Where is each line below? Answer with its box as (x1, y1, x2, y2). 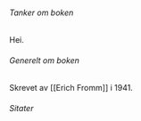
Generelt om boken (9, 54, 80, 66)
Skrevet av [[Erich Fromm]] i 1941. (9, 83, 134, 93)
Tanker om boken (9, 7, 74, 18)
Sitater (9, 103, 34, 113)
